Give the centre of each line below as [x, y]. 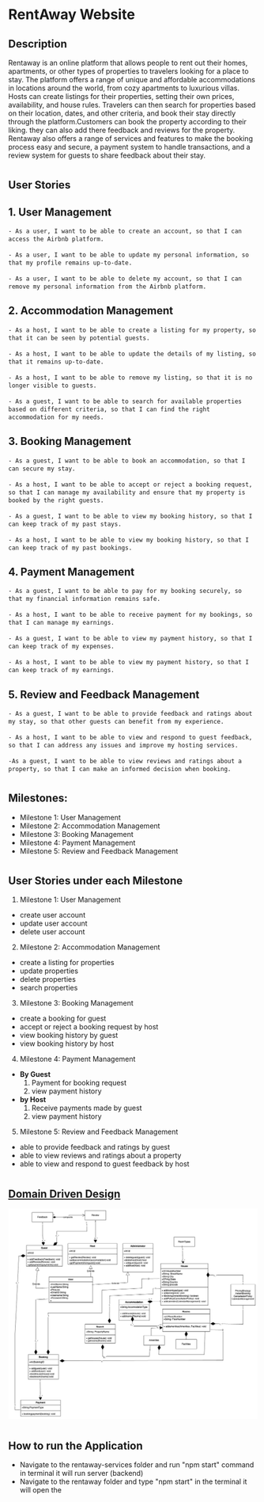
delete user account [52, 932]
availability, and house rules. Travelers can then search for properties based [132, 105]
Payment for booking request [79, 1083]
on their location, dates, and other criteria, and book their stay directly [122, 113]
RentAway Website [72, 15]
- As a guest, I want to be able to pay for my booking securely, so [125, 591]
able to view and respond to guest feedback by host [104, 1164]
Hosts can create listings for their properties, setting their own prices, [121, 96]
